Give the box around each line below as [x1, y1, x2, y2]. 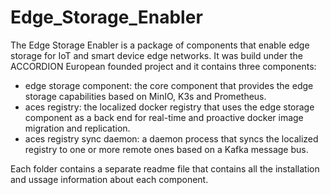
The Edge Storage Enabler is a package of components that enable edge [10, 39, 310, 51]
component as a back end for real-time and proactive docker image [24, 111, 304, 123]
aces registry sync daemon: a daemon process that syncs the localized [24, 132, 319, 145]
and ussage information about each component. [10, 173, 209, 185]
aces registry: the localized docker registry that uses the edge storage [24, 101, 315, 113]
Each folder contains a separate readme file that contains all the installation [10, 162, 320, 175]
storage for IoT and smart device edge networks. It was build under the [10, 49, 303, 61]
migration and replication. [24, 122, 131, 134]
